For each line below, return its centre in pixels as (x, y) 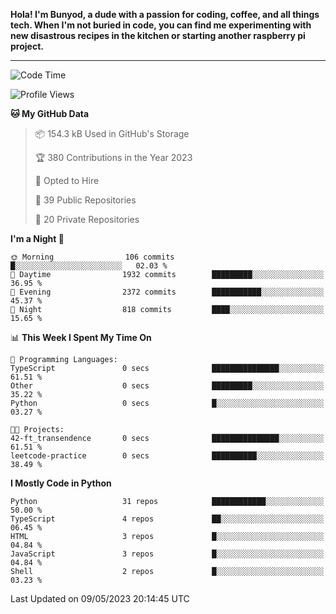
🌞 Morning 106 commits (92, 257)
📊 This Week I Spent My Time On (81, 337)
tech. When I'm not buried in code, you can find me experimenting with (161, 25)
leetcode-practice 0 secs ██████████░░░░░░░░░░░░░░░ (167, 456)
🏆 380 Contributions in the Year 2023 (113, 157)
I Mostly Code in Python (61, 483)
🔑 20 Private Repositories (87, 219)
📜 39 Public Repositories (85, 200)
